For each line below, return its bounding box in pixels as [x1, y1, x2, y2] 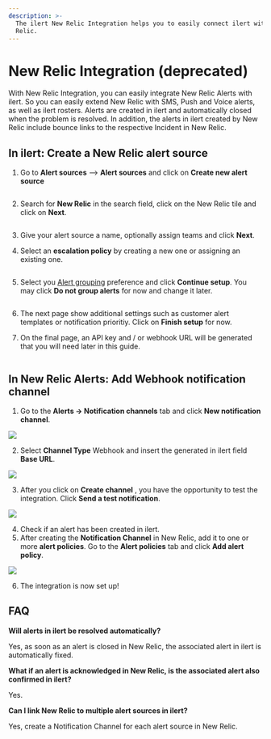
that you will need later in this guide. [19, 341, 141, 352]
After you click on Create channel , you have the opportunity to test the [19, 484, 258, 494]
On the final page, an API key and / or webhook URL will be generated [19, 333, 252, 343]
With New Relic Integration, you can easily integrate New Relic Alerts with [8, 88, 252, 98]
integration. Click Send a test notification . [19, 493, 161, 503]
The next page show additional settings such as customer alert [19, 309, 230, 319]
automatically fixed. [8, 650, 74, 660]
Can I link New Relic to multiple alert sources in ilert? [8, 705, 188, 716]
